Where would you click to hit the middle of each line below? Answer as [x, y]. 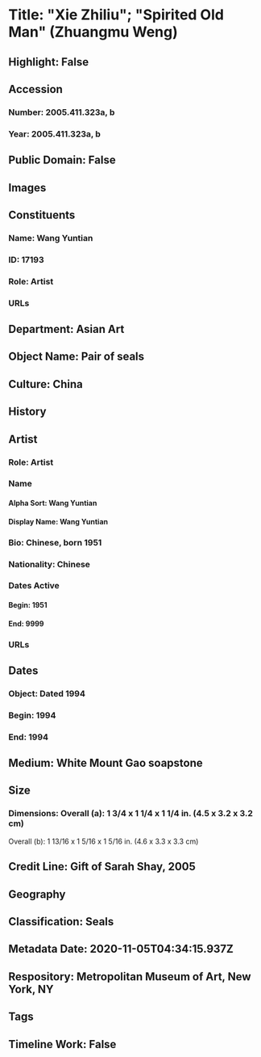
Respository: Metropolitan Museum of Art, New [130, 977]
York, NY [31, 989]
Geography [37, 894]
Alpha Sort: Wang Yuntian [53, 503]
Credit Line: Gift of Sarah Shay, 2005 [102, 867]
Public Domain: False [62, 160]
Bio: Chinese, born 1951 [55, 542]
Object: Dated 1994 [47, 693]
